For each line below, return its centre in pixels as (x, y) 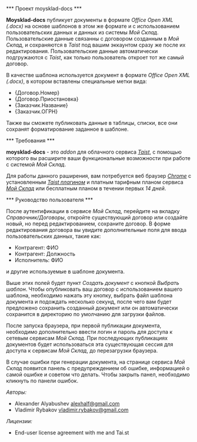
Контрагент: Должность (45, 254)
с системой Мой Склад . (36, 164)
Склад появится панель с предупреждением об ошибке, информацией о (98, 368)
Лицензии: (19, 421)
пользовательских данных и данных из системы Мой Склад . (82, 32)
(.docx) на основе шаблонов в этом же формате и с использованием (93, 26)
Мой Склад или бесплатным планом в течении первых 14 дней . (86, 188)
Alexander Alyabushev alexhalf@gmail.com (67, 403)
